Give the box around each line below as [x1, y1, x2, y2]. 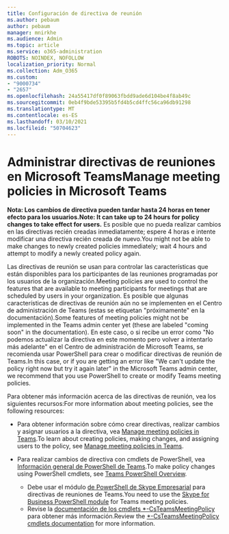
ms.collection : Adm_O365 [7, 67, 78, 74]
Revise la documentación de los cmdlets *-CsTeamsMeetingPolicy [27, 505, 215, 513]
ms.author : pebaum [7, 16, 59, 23]
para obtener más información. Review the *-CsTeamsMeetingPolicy [27, 512, 219, 520]
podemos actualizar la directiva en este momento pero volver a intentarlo [7, 335, 213, 344]
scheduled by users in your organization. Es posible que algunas [7, 292, 189, 300]
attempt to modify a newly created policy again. [7, 249, 142, 257]
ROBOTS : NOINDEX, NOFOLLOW [7, 55, 84, 62]
